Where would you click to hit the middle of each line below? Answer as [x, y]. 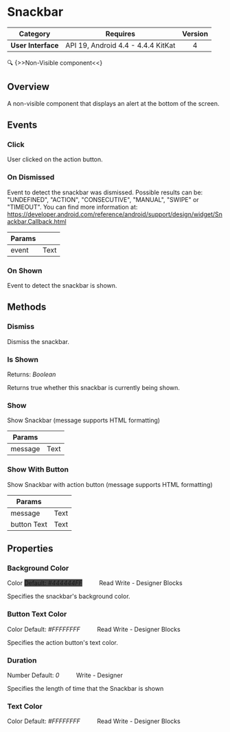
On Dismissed [31, 177]
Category [35, 34]
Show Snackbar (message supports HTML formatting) [83, 420]
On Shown [25, 271]
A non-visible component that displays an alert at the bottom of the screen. [113, 103]
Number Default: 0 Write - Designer [65, 675]
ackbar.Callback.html [37, 221]
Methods [27, 307]
